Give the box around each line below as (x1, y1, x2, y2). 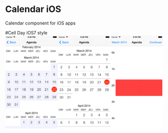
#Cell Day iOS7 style (5, 29, 48, 35)
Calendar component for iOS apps (5, 20, 76, 26)
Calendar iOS (5, 3, 62, 15)
